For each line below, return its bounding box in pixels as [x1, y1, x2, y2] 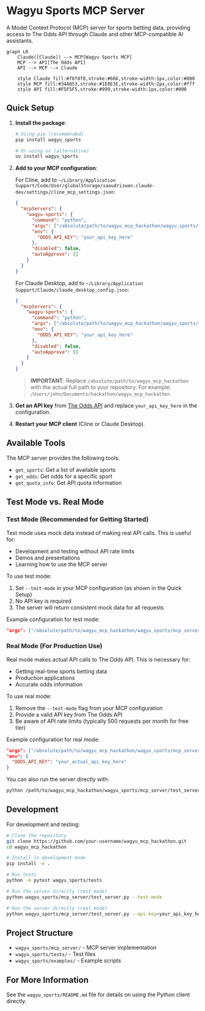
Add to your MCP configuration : [15, 165, 98, 172]
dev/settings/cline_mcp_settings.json [15, 189, 114, 196]
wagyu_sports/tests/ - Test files [15, 950, 96, 958]
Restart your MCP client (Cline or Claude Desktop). [15, 420, 145, 427]
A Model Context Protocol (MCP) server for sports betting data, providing [6, 24, 191, 31]
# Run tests [6, 871, 37, 878]
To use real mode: [6, 692, 52, 699]
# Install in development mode [6, 855, 86, 861]
